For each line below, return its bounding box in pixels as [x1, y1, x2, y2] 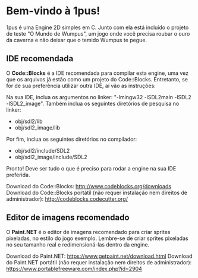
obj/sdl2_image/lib [14, 124, 61, 131]
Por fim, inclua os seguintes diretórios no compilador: [6, 135, 137, 143]
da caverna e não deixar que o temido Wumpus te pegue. [6, 36, 147, 43]
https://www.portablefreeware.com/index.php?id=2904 [6, 265, 143, 272]
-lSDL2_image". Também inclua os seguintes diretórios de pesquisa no [6, 100, 180, 107]
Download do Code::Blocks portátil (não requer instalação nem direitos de [6, 189, 188, 196]
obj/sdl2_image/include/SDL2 [14, 153, 87, 160]
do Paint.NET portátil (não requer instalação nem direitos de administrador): [6, 258, 192, 266]
